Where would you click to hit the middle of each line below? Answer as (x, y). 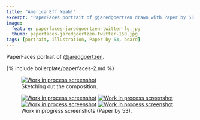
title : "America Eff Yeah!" (41, 12)
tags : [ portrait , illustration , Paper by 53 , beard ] (73, 40)
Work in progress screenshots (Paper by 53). (77, 111)
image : (14, 23)
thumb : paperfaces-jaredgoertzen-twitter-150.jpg (75, 34)
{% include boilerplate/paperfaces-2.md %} (60, 68)
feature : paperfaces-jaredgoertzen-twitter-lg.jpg (76, 28)
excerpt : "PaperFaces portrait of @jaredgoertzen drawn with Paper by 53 (100, 17)
